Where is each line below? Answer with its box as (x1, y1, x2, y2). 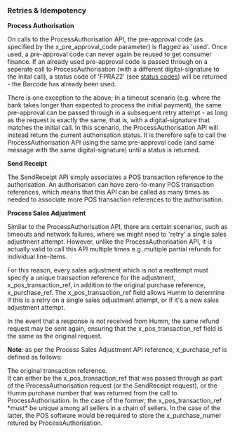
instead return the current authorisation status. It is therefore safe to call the (7, 131, 227, 139)
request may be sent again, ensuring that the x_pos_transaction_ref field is (7, 324, 223, 333)
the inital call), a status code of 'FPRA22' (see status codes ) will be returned (7, 72, 227, 81)
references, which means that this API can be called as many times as (7, 188, 210, 197)
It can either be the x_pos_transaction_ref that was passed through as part (7, 374, 222, 383)
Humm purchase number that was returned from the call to (7, 389, 177, 397)
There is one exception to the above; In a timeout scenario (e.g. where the (7, 93, 221, 102)
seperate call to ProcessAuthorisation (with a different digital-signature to (7, 65, 220, 74)
